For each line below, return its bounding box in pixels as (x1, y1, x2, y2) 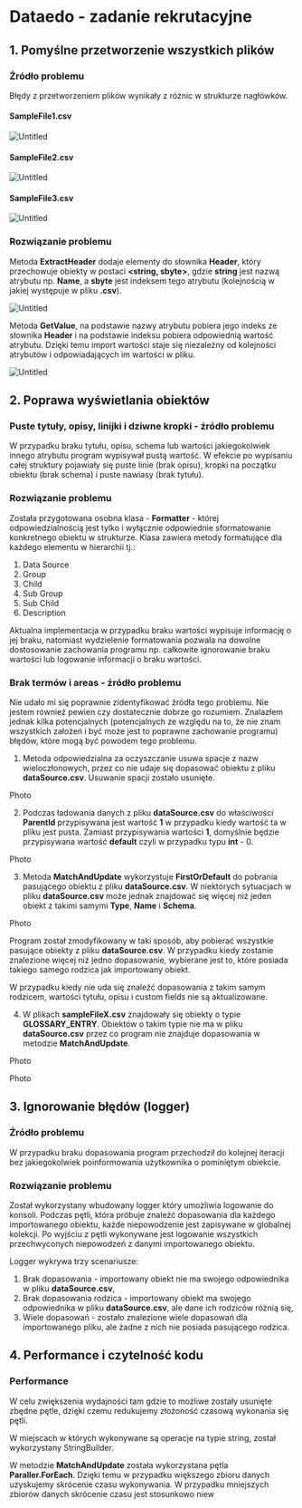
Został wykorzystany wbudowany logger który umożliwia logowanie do (9, 1200, 274, 1211)
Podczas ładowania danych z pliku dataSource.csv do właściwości (22, 807, 274, 818)
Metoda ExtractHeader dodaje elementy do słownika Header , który (9, 256, 262, 266)
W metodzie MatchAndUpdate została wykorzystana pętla (9, 1459, 229, 1470)
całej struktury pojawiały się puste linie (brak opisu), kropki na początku (9, 459, 277, 470)
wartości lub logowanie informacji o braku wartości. (9, 653, 202, 664)
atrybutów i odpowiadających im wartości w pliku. (9, 349, 196, 360)
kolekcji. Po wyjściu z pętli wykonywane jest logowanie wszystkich (9, 1229, 259, 1240)
